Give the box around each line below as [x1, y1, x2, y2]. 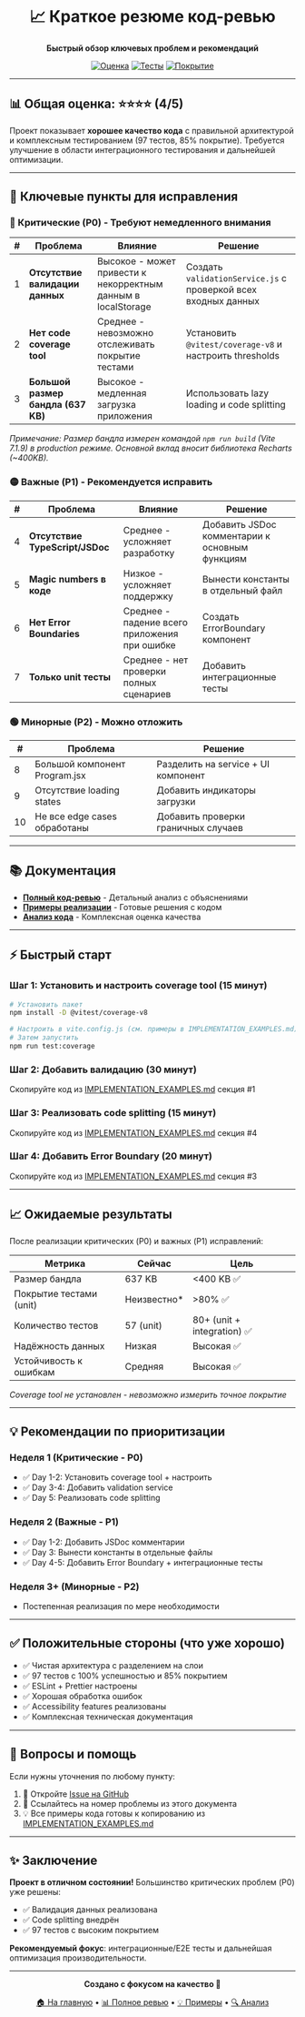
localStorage [96, 300, 152, 313]
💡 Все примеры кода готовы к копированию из [22, 1808, 206, 1819]
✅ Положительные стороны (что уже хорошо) [9, 1636, 286, 1651]
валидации [28, 278, 80, 290]
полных [123, 676, 157, 689]
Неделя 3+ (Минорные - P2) [9, 1580, 140, 1593]
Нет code [28, 327, 71, 340]
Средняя [124, 1360, 164, 1373]
